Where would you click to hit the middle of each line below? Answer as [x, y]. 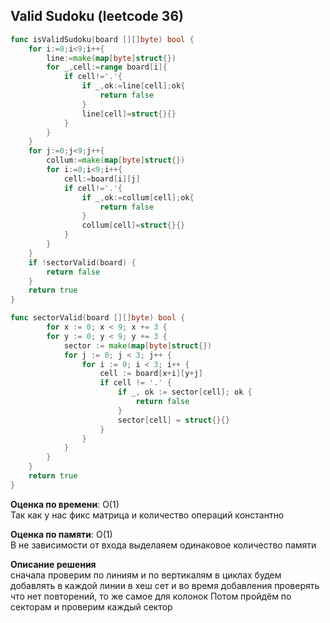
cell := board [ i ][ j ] [102, 179]
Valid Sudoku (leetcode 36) [97, 16]
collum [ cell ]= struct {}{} [133, 225]
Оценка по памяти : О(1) [61, 534]
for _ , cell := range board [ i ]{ [107, 67]
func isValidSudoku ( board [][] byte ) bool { [102, 39]
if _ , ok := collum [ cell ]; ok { [138, 197]
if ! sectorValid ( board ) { [82, 262]
